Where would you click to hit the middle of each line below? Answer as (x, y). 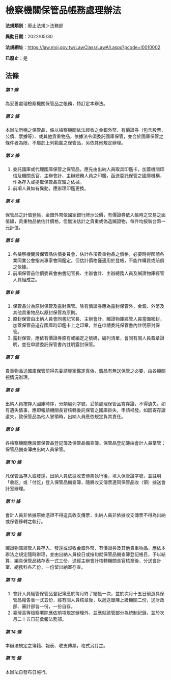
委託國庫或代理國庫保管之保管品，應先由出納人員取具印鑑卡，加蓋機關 (86, 169)
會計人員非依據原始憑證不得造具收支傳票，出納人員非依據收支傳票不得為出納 (85, 515)
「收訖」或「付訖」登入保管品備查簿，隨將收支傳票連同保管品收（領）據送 (83, 482)
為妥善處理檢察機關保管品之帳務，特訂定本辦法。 (56, 104)
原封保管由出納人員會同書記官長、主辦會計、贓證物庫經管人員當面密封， (88, 319)
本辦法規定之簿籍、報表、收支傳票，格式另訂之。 (56, 645)
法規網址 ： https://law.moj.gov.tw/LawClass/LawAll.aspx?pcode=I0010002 (83, 47)
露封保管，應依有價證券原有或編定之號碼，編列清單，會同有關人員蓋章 (86, 338)
